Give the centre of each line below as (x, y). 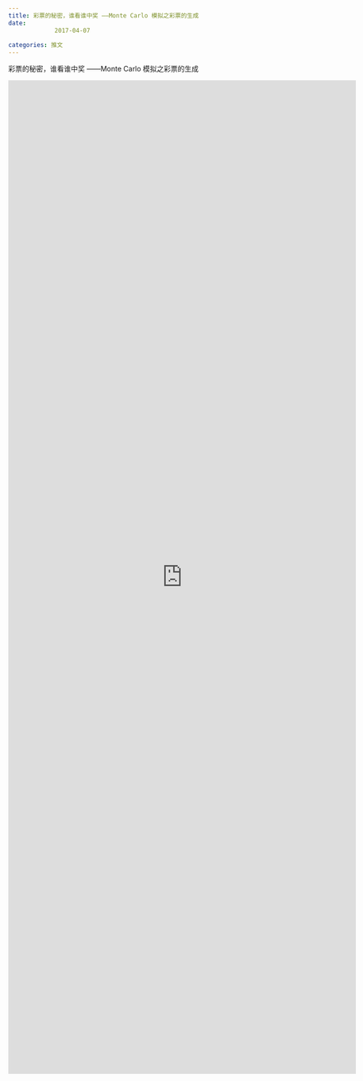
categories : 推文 (36, 45)
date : (17, 23)
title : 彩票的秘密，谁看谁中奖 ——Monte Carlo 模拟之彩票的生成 (104, 15)
